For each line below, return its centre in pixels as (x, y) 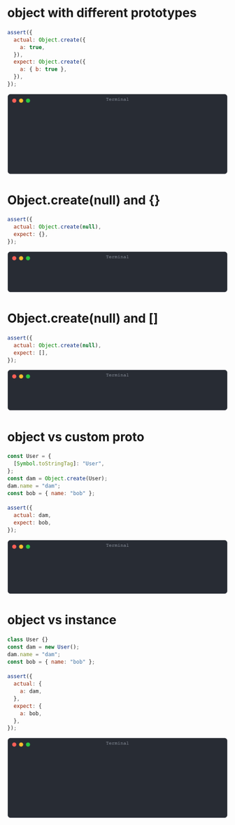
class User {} (28, 639)
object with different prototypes (102, 13)
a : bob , (31, 713)
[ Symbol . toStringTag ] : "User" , (59, 464)
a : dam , (31, 691)
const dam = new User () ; (43, 647)
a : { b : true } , (44, 69)
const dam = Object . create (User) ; (58, 478)
